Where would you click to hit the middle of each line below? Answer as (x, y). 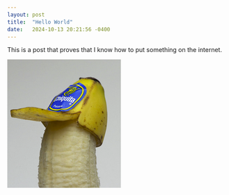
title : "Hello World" (40, 22)
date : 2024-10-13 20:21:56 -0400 (59, 29)
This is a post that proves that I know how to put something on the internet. (115, 50)
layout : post (26, 15)
